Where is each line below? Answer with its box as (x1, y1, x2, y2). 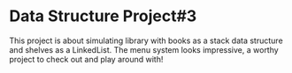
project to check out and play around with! (9, 54, 164, 64)
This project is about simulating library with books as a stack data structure (9, 35, 283, 46)
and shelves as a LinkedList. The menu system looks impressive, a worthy (9, 44, 279, 55)
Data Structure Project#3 (9, 6, 197, 26)
